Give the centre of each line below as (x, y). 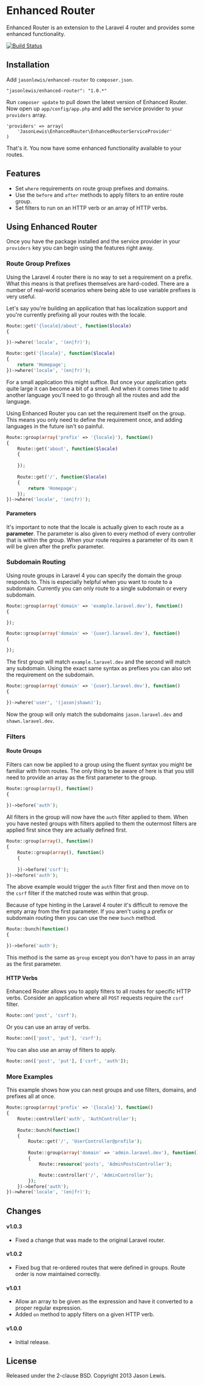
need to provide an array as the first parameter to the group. (82, 777)
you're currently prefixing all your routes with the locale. (76, 315)
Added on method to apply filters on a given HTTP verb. (85, 1314)
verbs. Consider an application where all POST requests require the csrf (95, 998)
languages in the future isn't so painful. (55, 426)
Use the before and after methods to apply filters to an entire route (99, 195)
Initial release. (32, 1342)
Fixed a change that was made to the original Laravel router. (90, 1240)
